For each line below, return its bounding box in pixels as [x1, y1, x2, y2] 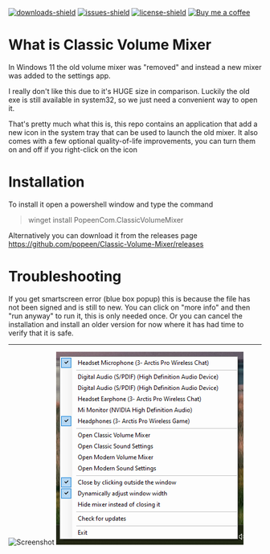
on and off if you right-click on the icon [8, 145, 138, 154]
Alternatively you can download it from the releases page [8, 230, 198, 240]
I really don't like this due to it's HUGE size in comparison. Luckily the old [8, 86, 251, 96]
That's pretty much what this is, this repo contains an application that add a [8, 119, 258, 129]
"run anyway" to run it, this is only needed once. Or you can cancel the [8, 310, 243, 321]
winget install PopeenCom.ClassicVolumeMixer [27, 215, 184, 224]
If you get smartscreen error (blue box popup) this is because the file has [8, 293, 251, 303]
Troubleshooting [8, 268, 122, 285]
